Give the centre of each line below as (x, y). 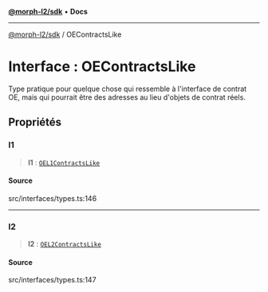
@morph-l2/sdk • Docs (48, 12)
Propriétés (35, 122)
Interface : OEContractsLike (102, 67)
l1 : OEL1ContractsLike (64, 162)
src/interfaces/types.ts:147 (53, 280)
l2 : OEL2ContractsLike (65, 244)
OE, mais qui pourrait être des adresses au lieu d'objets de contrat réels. (127, 97)
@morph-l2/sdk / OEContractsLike (65, 34)
